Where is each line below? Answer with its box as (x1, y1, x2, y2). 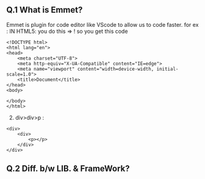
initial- (156, 66, 179, 72)
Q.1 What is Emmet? (6, 5, 83, 15)
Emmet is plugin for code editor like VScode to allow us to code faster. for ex (6, 21, 199, 28)
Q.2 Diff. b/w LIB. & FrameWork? (6, 164, 130, 174)
